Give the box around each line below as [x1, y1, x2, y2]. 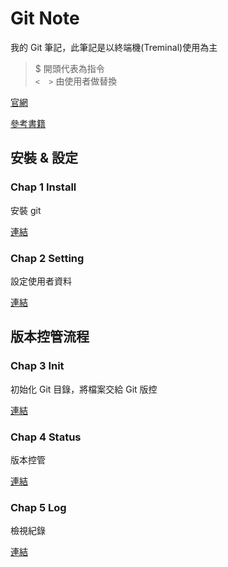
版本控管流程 [10, 328, 90, 346]
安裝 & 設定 [10, 150, 79, 167]
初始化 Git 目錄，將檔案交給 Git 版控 [10, 383, 158, 395]
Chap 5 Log [10, 500, 67, 514]
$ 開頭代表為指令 [34, 62, 105, 74]
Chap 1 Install [10, 180, 77, 194]
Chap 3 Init [10, 359, 65, 373]
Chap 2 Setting [10, 251, 85, 265]
